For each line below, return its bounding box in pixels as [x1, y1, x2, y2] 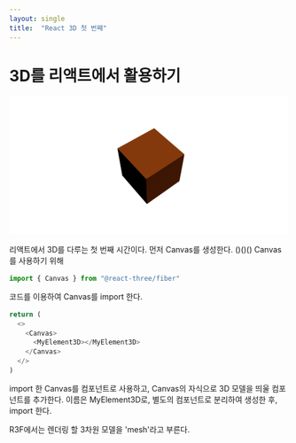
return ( [9, 310, 42, 319]
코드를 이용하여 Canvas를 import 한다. [9, 291, 144, 301]
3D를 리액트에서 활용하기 [9, 66, 182, 86]
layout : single [9, 14, 66, 23]
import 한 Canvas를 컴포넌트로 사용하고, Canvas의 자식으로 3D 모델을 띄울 [9, 383, 270, 393]
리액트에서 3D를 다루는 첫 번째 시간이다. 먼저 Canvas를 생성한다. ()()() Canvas [9, 244, 282, 254]
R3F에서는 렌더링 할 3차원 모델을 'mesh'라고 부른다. [9, 424, 191, 434]
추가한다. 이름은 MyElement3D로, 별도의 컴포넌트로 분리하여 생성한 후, [32, 394, 278, 405]
